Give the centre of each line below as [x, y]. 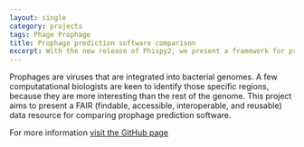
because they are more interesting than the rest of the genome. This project [151, 96]
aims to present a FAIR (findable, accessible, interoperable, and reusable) [146, 106]
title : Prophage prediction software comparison [103, 43]
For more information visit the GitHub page [89, 133]
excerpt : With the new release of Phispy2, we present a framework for [147, 51]
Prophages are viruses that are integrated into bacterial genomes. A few [143, 77]
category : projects [46, 26]
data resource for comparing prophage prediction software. [121, 115]
